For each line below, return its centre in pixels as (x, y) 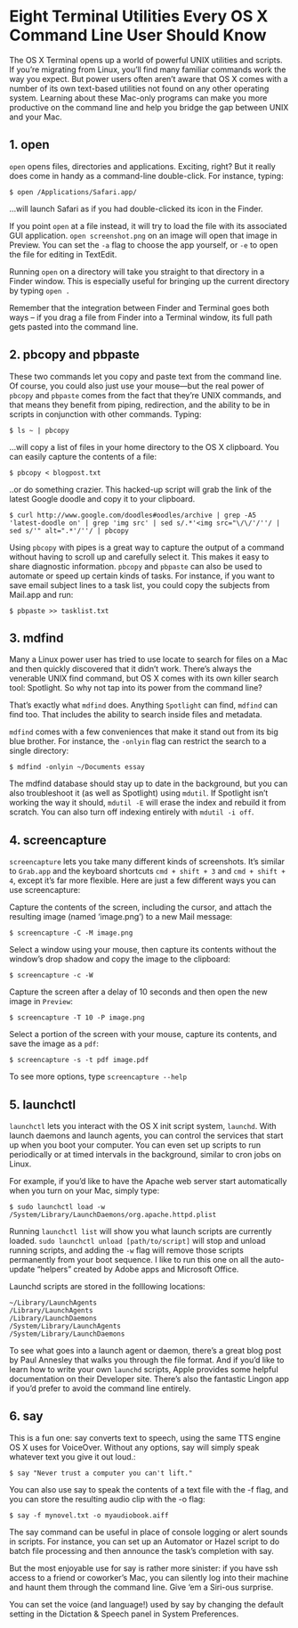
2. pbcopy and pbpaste (75, 355)
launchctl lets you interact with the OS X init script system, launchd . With (143, 1126)
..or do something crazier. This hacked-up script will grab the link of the (141, 489)
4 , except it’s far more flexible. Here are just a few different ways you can (143, 880)
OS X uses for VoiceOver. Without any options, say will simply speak (134, 1447)
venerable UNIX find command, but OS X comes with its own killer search (144, 678)
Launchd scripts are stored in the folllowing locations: (108, 1286)
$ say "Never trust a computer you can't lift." (101, 1473)
